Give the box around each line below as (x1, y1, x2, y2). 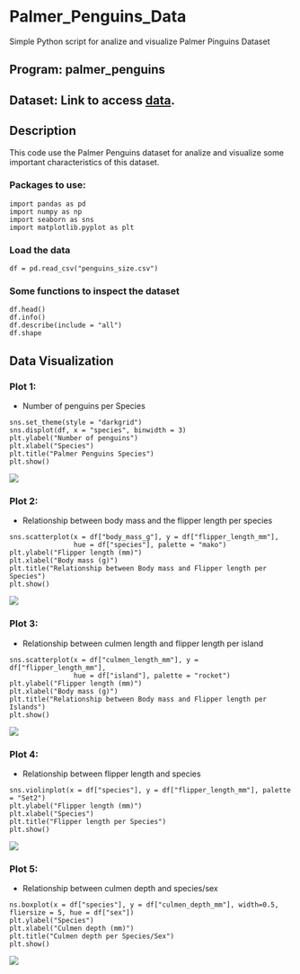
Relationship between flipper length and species (22, 768, 201, 779)
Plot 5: (9, 863, 39, 875)
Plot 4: (9, 748, 39, 760)
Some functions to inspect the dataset (9, 285, 180, 297)
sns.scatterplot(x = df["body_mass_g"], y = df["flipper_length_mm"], (9, 533, 279, 542)
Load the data (9, 243, 71, 256)
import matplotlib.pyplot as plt (9, 223, 135, 232)
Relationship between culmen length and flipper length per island (22, 638, 264, 649)
